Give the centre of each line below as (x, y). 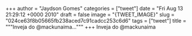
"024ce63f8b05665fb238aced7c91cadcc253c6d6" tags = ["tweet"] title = (96, 21)
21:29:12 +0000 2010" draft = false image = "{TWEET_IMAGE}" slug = (90, 15)
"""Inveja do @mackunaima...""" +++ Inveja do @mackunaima (81, 27)
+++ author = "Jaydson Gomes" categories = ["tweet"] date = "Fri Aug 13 (94, 8)
